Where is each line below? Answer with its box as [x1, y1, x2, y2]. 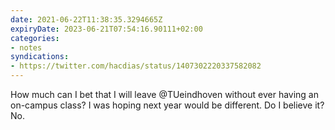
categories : [10, 33, 60, 43]
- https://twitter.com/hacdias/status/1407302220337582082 [10, 61, 262, 71]
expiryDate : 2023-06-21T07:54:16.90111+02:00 [10, 24, 203, 34]
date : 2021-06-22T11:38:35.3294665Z [10, 14, 163, 25]
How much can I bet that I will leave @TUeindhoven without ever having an [10, 89, 320, 100]
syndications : [10, 52, 70, 62]
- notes [10, 42, 43, 53]
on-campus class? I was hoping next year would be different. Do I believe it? [10, 99, 325, 111]
